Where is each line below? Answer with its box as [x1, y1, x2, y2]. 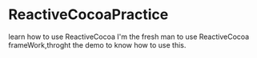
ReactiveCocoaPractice [8, 6, 169, 24]
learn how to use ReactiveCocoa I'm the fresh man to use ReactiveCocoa [8, 32, 250, 41]
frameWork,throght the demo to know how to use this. [8, 40, 187, 49]
